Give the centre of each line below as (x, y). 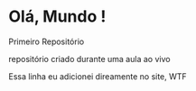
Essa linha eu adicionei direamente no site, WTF (98, 76)
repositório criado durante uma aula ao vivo (89, 59)
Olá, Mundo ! (57, 17)
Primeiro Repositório (47, 41)
